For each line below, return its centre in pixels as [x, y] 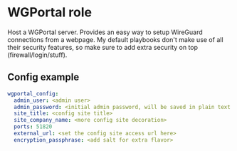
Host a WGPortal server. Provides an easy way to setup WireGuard [105, 32]
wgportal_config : [33, 93]
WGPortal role [50, 12]
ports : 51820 [33, 127]
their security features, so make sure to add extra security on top [102, 47]
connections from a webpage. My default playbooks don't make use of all [115, 39]
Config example [43, 77]
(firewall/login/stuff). [37, 55]
